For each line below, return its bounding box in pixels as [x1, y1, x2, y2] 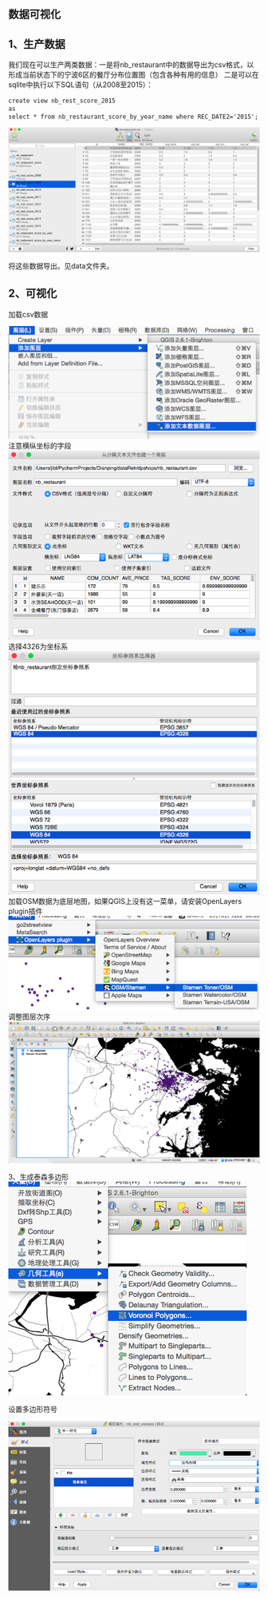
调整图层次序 [8, 1012, 50, 1021]
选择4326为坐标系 [8, 642, 68, 651]
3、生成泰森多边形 [8, 1171, 69, 1181]
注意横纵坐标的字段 [8, 441, 72, 451]
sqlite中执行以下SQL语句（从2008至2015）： [8, 80, 154, 89]
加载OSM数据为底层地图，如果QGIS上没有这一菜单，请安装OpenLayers [8, 897, 242, 905]
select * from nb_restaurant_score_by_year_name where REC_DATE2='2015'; [8, 113, 259, 121]
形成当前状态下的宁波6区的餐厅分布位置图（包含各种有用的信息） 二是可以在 [8, 70, 259, 80]
